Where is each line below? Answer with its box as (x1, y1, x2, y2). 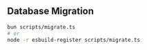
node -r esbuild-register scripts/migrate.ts (7, 36, 140, 43)
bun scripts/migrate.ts (7, 23, 76, 30)
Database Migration (7, 5, 95, 17)
